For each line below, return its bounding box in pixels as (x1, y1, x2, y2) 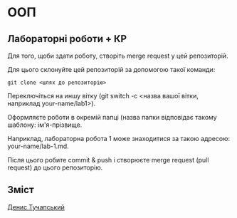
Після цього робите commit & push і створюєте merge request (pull (7, 156, 209, 164)
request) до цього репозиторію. (7, 163, 103, 172)
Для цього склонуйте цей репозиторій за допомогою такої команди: (7, 66, 216, 73)
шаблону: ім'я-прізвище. (7, 120, 83, 129)
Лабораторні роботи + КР (7, 33, 127, 45)
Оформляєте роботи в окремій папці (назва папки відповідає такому (7, 113, 217, 121)
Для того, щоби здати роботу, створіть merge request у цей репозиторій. (7, 51, 229, 60)
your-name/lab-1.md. (7, 142, 69, 150)
